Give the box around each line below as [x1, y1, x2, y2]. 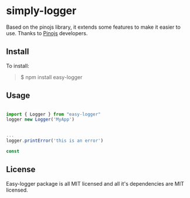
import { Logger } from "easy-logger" [6, 111, 101, 117]
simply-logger [6, 4, 77, 18]
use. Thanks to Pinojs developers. [6, 29, 88, 36]
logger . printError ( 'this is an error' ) [6, 138, 104, 144]
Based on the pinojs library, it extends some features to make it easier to [6, 23, 181, 30]
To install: [6, 62, 29, 69]
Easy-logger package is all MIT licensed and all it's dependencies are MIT [6, 180, 185, 187]
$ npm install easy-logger [20, 73, 83, 80]
